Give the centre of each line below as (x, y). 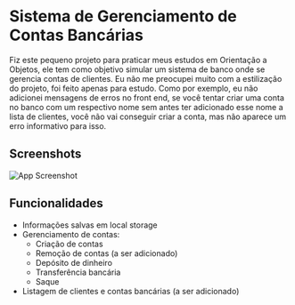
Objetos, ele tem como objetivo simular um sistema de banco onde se (137, 69)
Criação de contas (70, 244)
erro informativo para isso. (58, 125)
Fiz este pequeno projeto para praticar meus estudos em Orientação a (138, 60)
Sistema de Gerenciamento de (123, 16)
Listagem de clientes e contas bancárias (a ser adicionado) (131, 291)
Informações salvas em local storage (90, 225)
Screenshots (45, 154)
